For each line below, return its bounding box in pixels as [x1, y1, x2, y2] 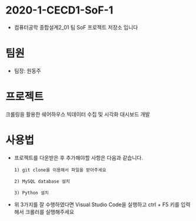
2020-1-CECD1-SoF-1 [5, 4, 114, 17]
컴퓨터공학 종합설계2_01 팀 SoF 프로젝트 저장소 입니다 [14, 24, 138, 31]
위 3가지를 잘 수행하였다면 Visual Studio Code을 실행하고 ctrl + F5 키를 [14, 201, 180, 208]
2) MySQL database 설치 [14, 178, 70, 184]
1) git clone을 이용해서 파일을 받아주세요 [14, 167, 107, 173]
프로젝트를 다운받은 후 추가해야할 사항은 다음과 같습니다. [14, 154, 144, 161]
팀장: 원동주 [14, 67, 42, 74]
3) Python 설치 [14, 190, 49, 196]
